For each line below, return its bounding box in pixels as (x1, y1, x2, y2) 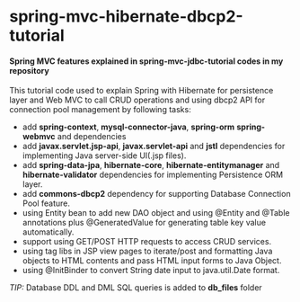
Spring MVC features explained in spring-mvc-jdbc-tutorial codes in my (9, 56, 284, 67)
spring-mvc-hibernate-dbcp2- (9, 6, 244, 27)
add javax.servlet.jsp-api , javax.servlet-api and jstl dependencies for (22, 141, 286, 152)
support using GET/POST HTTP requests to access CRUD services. (22, 236, 272, 247)
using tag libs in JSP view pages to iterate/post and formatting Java (22, 245, 273, 257)
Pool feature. (22, 198, 70, 209)
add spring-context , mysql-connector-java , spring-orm (22, 121, 235, 132)
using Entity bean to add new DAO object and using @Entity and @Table (22, 208, 290, 218)
